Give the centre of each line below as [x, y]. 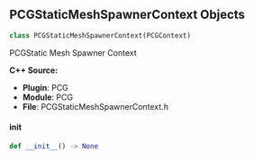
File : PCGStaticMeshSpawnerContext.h [95, 106]
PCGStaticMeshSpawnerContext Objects [127, 15]
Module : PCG [48, 97]
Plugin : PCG [45, 87]
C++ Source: [34, 70]
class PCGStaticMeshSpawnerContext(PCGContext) [100, 35]
